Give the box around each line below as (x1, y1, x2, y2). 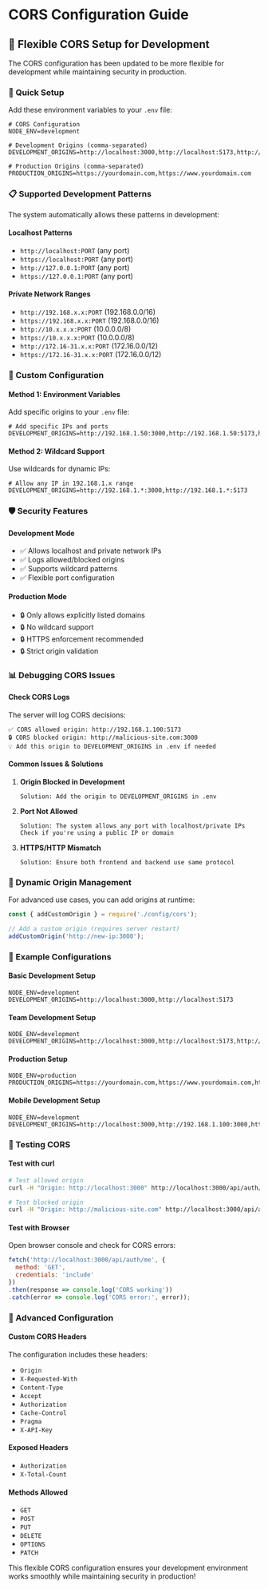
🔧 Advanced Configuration (8, 1312, 114, 1323)
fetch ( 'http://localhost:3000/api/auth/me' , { (8, 1256, 166, 1264)
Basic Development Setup (8, 971, 96, 980)
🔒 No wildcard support (19, 622, 94, 632)
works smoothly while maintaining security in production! (8, 1571, 196, 1581)
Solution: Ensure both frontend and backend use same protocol (19, 858, 235, 866)
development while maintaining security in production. (8, 67, 187, 77)
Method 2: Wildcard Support (8, 446, 105, 456)
